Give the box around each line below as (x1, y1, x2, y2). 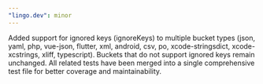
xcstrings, (8, 49, 41, 59)
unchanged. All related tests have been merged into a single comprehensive (8, 58, 255, 68)
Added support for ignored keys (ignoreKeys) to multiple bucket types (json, (8, 33, 256, 42)
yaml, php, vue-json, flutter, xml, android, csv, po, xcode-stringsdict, (8, 41, 231, 51)
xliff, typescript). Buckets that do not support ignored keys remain (42, 49, 255, 59)
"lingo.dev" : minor (8, 11, 72, 20)
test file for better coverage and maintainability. (8, 66, 162, 75)
